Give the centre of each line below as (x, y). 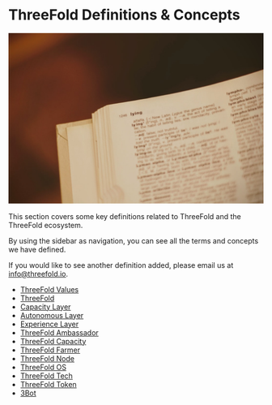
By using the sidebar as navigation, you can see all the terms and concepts (134, 240)
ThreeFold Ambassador (59, 332)
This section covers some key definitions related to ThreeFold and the (125, 216)
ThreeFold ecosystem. (46, 225)
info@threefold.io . (38, 274)
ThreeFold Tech (46, 376)
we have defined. (37, 249)
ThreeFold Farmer (50, 350)
